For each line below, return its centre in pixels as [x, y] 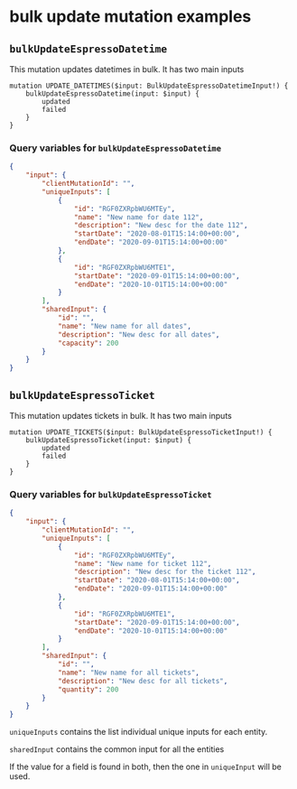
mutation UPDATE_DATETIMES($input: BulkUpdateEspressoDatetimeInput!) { [149, 86]
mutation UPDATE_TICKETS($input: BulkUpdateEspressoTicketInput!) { [141, 432]
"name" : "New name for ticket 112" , [143, 563]
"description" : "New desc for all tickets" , [143, 681]
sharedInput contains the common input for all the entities [117, 749]
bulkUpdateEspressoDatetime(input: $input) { [113, 94]
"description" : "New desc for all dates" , [139, 334]
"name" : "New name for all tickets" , [129, 673]
